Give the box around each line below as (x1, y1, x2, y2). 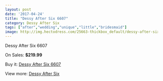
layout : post (5, 7, 32, 12)
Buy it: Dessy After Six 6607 (5, 61, 62, 67)
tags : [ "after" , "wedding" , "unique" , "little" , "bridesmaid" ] (5, 25, 127, 30)
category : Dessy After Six (5, 20, 60, 26)
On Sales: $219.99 (5, 52, 43, 58)
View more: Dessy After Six (5, 71, 60, 76)
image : (5, 29, 18, 34)
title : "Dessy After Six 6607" (5, 16, 68, 21)
